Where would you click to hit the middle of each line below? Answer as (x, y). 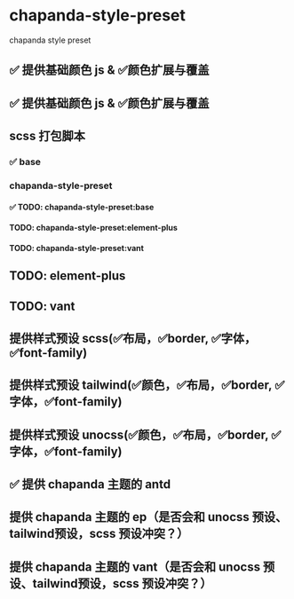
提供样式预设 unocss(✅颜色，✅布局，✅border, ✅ (145, 434)
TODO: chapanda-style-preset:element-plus (93, 228)
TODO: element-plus (68, 276)
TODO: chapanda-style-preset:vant (77, 248)
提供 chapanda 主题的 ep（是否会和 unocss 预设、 (148, 517)
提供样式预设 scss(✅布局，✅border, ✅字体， (133, 338)
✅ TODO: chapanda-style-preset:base (82, 207)
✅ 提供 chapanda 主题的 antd (90, 485)
